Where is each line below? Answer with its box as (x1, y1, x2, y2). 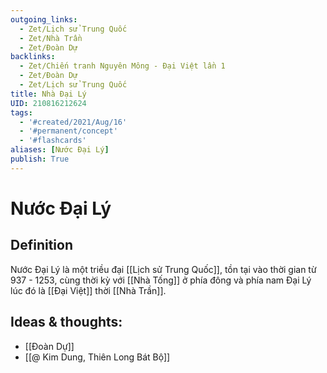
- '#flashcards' (19, 136, 87, 146)
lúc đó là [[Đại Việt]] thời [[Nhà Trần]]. (10, 284, 167, 296)
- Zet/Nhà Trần (19, 33, 83, 43)
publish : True (10, 154, 70, 164)
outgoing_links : (10, 14, 78, 25)
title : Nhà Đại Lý (10, 89, 87, 99)
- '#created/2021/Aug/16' (19, 117, 128, 127)
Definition (10, 237, 73, 254)
